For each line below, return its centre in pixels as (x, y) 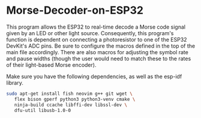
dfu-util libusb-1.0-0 (42, 110)
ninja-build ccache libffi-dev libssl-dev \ (71, 105)
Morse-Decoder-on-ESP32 (75, 10)
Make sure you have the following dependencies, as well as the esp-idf (94, 76)
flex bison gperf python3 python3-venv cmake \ (75, 99)
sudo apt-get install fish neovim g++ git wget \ (70, 94)
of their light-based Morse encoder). (51, 65)
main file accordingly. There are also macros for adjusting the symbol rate (97, 52)
